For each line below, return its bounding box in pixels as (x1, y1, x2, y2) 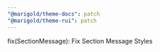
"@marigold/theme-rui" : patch (7, 17, 97, 24)
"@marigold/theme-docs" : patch (7, 10, 100, 18)
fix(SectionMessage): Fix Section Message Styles (7, 36, 153, 45)
